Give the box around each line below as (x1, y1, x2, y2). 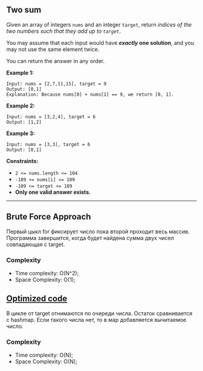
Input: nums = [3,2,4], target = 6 (6, 113, 96, 120)
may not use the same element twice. (6, 45, 100, 53)
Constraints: (6, 157, 39, 164)
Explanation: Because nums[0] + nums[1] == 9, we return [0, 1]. (6, 91, 174, 98)
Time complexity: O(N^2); (14, 269, 79, 276)
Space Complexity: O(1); (14, 276, 76, 283)
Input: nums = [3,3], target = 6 (6, 141, 91, 147)
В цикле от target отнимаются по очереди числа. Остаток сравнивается (6, 309, 193, 317)
